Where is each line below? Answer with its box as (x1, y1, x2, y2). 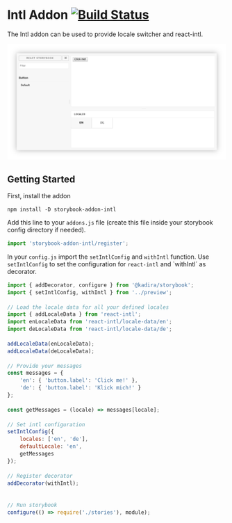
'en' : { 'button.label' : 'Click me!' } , (19, 377, 138, 384)
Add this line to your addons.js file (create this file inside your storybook (7, 218, 213, 227)
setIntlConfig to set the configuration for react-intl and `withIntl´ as (7, 259, 206, 268)
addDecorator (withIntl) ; (7, 480, 79, 487)
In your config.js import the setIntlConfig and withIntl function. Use (7, 252, 210, 261)
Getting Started (7, 173, 76, 185)
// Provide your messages (7, 362, 82, 369)
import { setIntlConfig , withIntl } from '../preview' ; (7, 289, 172, 296)
